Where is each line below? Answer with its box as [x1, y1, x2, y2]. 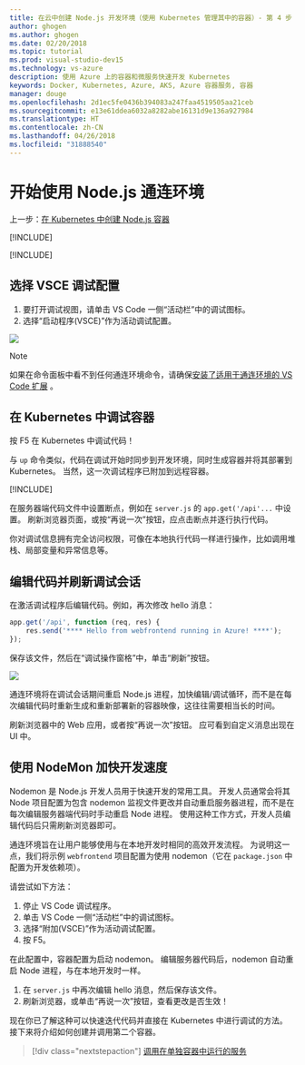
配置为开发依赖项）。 [9, 862, 85, 873]
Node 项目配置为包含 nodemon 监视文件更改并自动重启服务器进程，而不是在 [9, 796, 295, 808]
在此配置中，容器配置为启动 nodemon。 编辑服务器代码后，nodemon [9, 953, 268, 964]
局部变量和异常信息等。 [25, 545, 113, 556]
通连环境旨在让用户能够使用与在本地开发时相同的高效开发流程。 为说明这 [9, 839, 282, 850]
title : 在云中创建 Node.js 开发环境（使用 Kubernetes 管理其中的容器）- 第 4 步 [9, 13, 292, 23]
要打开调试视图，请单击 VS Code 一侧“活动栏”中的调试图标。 [22, 303, 251, 314]
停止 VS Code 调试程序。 [22, 900, 116, 911]
